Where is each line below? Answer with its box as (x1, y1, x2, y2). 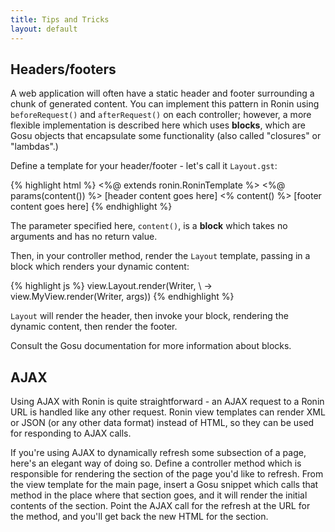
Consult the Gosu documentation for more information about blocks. (10, 340, 292, 352)
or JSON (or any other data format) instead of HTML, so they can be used (10, 417, 315, 429)
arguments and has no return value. (10, 231, 158, 243)
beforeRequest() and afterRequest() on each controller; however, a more (10, 109, 312, 121)
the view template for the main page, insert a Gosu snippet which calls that (10, 479, 319, 491)
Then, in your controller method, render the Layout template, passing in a (10, 250, 311, 262)
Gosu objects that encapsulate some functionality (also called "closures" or (10, 130, 322, 142)
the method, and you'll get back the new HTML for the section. (10, 511, 269, 523)
